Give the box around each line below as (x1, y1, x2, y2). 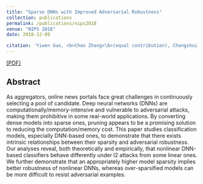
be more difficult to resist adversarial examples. (6, 171, 126, 178)
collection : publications (6, 15, 72, 21)
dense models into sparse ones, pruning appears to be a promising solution (6, 119, 196, 126)
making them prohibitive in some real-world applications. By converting (6, 112, 186, 119)
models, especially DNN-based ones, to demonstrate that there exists (6, 132, 182, 139)
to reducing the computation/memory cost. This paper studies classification (6, 126, 197, 133)
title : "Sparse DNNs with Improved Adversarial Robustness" (6, 9, 163, 15)
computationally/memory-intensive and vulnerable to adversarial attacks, (6, 106, 190, 113)
